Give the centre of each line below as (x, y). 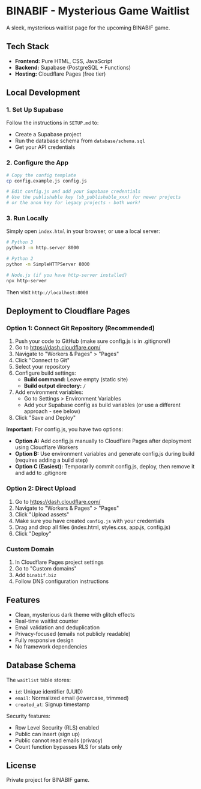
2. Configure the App (37, 163)
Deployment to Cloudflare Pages (68, 311)
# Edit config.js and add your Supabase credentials (73, 192)
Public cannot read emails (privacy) (59, 740)
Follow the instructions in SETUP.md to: (52, 123)
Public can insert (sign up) (47, 734)
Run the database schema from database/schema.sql (80, 141)
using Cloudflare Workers (46, 447)
